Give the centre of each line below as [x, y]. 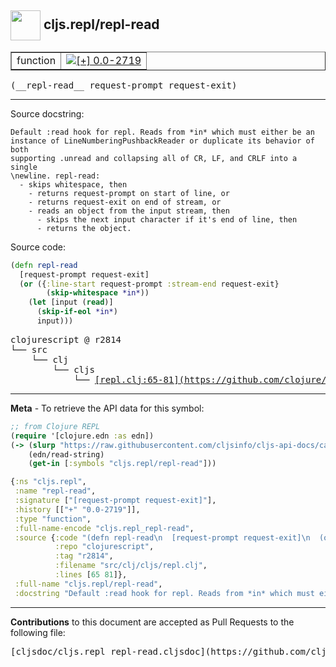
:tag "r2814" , [84, 556]
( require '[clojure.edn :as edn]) [82, 436]
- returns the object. [84, 228]
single [24, 167]
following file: [38, 632]
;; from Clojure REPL [55, 426]
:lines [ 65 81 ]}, [91, 575]
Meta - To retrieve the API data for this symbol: [107, 408]
